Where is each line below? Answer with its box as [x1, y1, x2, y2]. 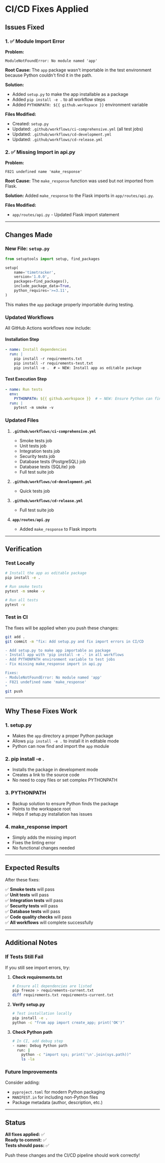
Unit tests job [19, 443, 47, 449]
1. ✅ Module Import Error [5, 38, 65, 45]
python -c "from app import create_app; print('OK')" [12, 1020, 125, 1025]
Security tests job [19, 453, 55, 459]
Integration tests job [19, 448, 60, 454]
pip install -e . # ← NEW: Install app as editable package [14, 365, 141, 370]
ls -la [21, 1057, 35, 1062]
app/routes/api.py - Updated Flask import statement [12, 212, 119, 218]
